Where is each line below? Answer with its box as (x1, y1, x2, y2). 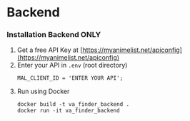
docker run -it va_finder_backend (16, 107, 120, 115)
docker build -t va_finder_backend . (16, 101, 130, 108)
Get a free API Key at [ (16, 46, 83, 54)
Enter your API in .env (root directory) (16, 61, 128, 70)
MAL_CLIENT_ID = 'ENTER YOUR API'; (16, 75, 124, 82)
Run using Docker (16, 87, 70, 96)
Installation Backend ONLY (6, 30, 101, 40)
